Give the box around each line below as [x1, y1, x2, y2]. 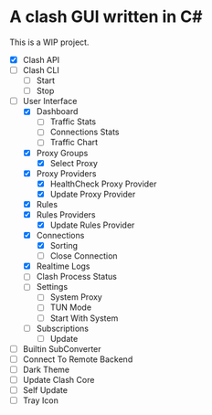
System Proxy [49, 292, 102, 303]
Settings [36, 282, 69, 293]
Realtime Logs [36, 261, 90, 271]
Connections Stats [49, 126, 120, 138]
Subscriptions [36, 323, 90, 334]
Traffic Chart [49, 137, 99, 148]
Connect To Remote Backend [22, 354, 133, 365]
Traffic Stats [49, 116, 97, 127]
